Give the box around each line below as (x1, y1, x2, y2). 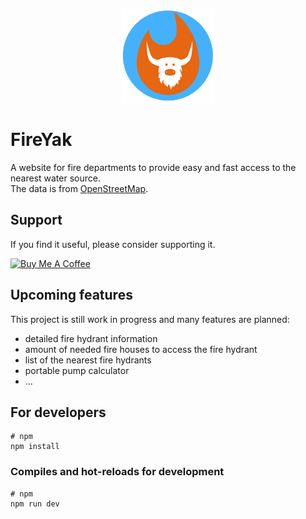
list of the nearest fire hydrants (24, 354, 152, 366)
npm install (10, 442, 60, 452)
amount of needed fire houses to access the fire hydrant (24, 343, 258, 355)
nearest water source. (10, 172, 101, 184)
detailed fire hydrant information (24, 332, 158, 344)
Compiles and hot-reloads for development (10, 465, 225, 479)
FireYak (10, 129, 73, 151)
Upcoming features (10, 287, 133, 304)
